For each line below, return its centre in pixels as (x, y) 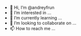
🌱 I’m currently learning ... (36, 18)
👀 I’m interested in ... (30, 13)
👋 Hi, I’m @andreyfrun (32, 8)
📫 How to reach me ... (32, 28)
